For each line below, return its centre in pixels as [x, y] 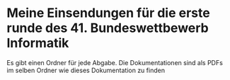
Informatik [38, 43]
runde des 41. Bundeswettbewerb [108, 28]
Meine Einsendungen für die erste [108, 13]
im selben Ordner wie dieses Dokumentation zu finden [86, 70]
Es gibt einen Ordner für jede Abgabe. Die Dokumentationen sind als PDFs [115, 62]
